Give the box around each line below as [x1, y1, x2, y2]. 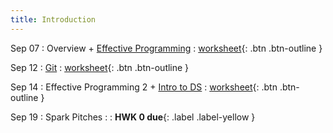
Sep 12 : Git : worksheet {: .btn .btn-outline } [10, 61, 190, 73]
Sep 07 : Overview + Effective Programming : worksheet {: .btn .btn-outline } [10, 42, 323, 54]
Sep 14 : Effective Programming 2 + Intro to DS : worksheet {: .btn [10, 81, 278, 93]
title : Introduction [10, 14, 97, 25]
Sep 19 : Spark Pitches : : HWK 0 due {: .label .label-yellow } [10, 111, 256, 123]
